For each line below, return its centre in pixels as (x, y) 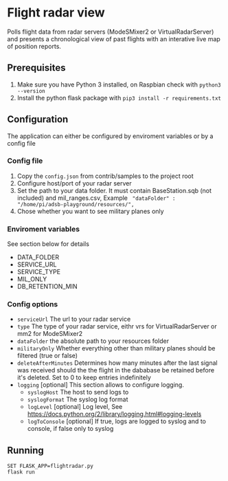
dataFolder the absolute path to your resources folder (93, 341)
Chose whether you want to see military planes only (90, 211)
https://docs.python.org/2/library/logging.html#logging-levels (114, 414)
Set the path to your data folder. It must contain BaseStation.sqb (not (114, 190)
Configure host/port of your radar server (74, 183)
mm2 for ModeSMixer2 (50, 334)
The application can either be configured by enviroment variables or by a (110, 136)
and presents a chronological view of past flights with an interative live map (114, 38)
